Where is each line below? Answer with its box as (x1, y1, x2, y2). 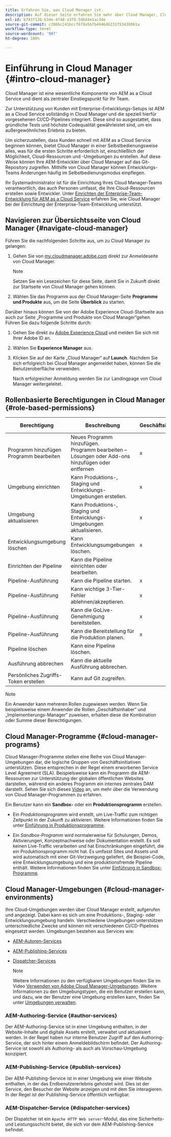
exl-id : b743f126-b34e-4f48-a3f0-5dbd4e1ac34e (5, 17, 106, 22)
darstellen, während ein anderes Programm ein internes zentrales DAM (5, 781, 154, 787)
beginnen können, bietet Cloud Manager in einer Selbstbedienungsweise (5, 142, 158, 149)
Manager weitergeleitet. (12, 381, 63, 387)
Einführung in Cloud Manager (5, 62, 133, 74)
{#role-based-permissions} (5, 404, 95, 413)
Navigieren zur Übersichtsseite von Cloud (5, 216, 141, 225)
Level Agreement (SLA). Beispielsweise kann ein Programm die (5, 770, 137, 776)
